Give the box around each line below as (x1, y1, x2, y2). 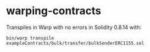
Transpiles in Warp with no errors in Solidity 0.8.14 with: (6, 24, 142, 31)
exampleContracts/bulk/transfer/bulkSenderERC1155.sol (6, 40, 145, 46)
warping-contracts (6, 4, 101, 18)
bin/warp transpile (6, 35, 55, 41)
